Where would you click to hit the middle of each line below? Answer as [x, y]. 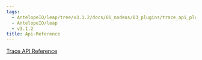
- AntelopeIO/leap [35, 23]
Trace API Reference [32, 51]
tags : [13, 12]
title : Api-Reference [33, 34]
